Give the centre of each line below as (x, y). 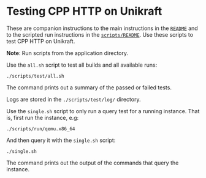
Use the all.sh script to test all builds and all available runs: (82, 65)
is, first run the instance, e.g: (42, 117)
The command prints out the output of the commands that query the (93, 163)
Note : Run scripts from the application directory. (67, 53)
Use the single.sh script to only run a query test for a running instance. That (103, 111)
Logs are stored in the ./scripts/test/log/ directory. (74, 99)
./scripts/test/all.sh (35, 76)
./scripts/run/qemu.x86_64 (41, 129)
